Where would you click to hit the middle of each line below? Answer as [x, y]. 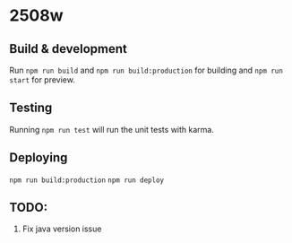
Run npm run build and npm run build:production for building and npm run [146, 70]
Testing [31, 108]
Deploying [39, 158]
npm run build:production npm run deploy [86, 180]
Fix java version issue [62, 229]
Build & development [68, 49]
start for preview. [43, 80]
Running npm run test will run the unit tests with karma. [112, 129]
